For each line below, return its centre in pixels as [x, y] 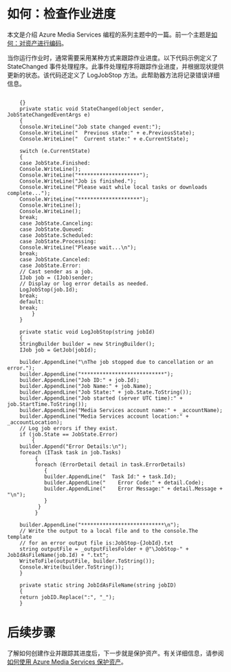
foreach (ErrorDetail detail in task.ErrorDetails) [110, 465]
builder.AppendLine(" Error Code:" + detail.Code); [124, 482]
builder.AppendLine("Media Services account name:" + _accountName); [121, 410]
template [20, 537]
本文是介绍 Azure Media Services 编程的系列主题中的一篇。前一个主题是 [109, 34]
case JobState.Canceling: [57, 223]
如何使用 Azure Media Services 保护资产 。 [67, 662]
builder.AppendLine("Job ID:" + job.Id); [79, 380]
